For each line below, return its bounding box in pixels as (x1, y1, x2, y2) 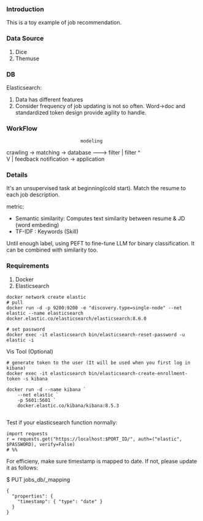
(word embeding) (15, 222, 59, 229)
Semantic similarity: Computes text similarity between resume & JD (15, 215, 185, 222)
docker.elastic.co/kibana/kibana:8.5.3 (17, 403, 120, 409)
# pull (6, 299, 23, 306)
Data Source (6, 34, 44, 43)
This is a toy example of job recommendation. (6, 19, 122, 26)
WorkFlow (6, 124, 38, 133)
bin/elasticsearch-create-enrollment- (88, 370, 188, 376)
